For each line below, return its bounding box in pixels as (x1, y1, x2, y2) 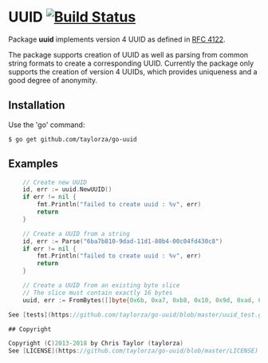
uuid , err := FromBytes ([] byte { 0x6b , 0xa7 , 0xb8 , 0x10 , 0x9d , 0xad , (22, 296, 255, 304)
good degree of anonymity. (8, 75, 98, 85)
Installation (8, 98, 65, 112)
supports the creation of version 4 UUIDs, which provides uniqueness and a (8, 66, 258, 76)
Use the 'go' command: (8, 120, 85, 130)
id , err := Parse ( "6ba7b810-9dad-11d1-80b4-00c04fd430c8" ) (22, 237, 223, 245)
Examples (8, 157, 58, 171)
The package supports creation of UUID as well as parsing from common (8, 50, 249, 59)
